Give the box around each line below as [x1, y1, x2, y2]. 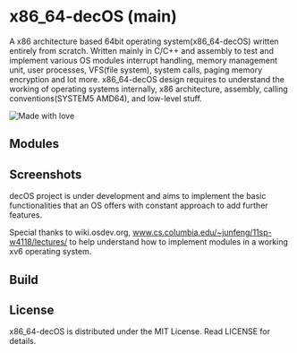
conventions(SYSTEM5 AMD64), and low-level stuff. [9, 92, 203, 104]
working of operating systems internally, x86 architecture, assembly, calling [9, 83, 288, 94]
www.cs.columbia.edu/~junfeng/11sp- [132, 227, 272, 238]
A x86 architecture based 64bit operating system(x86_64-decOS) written [9, 36, 279, 47]
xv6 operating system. [9, 246, 92, 257]
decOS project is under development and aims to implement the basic [9, 191, 267, 202]
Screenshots [9, 167, 82, 182]
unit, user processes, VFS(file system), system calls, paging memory [9, 65, 263, 75]
